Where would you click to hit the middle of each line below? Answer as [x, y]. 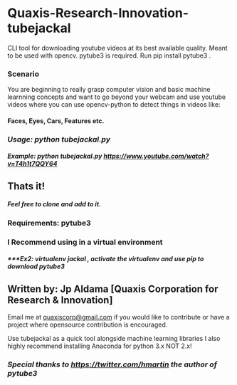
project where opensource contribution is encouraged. [88, 325]
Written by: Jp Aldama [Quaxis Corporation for [113, 289]
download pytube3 [36, 267]
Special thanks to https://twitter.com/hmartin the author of [112, 364]
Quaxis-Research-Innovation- [98, 13]
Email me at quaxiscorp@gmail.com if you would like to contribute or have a [118, 317]
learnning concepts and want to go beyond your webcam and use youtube [117, 97]
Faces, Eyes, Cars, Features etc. [56, 121]
